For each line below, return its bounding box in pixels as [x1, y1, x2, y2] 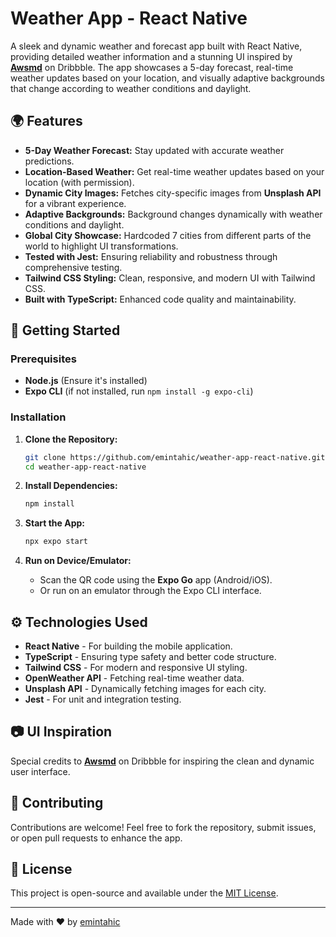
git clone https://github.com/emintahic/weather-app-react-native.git [24, 452, 326, 462]
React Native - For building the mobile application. [24, 640, 233, 652]
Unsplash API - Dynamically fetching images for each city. [24, 683, 267, 695]
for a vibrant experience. [24, 197, 127, 209]
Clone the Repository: [24, 433, 118, 445]
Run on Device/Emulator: [24, 555, 132, 567]
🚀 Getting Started [10, 322, 121, 339]
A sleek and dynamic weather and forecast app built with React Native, [10, 40, 303, 52]
